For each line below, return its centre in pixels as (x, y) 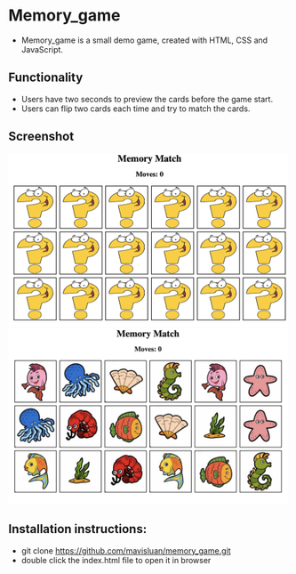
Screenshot (41, 137)
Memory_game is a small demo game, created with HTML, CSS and (144, 40)
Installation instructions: (78, 529)
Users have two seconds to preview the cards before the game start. (147, 99)
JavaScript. (42, 49)
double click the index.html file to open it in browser (116, 560)
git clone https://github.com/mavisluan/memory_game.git (126, 550)
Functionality (46, 78)
